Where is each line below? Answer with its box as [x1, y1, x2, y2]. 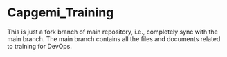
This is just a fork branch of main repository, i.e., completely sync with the [7, 27, 218, 36]
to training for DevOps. [7, 42, 73, 50]
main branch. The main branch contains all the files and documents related [7, 34, 221, 43]
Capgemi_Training [7, 5, 114, 21]
